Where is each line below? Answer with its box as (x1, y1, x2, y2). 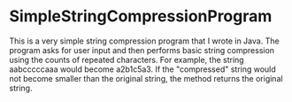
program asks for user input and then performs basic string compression (9, 44, 275, 55)
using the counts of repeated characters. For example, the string (9, 54, 245, 65)
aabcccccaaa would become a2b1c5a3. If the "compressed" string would (9, 64, 276, 75)
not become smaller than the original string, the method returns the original (9, 73, 283, 83)
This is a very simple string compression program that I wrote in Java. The (9, 35, 280, 46)
